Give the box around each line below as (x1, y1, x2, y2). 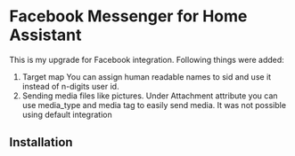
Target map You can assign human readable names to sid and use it (21, 71, 272, 82)
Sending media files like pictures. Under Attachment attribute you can (21, 90, 278, 101)
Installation (9, 135, 73, 150)
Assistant (9, 25, 82, 45)
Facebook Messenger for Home (9, 6, 248, 27)
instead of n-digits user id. (21, 81, 119, 91)
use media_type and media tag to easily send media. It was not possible (21, 99, 287, 110)
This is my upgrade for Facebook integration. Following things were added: (9, 54, 285, 65)
